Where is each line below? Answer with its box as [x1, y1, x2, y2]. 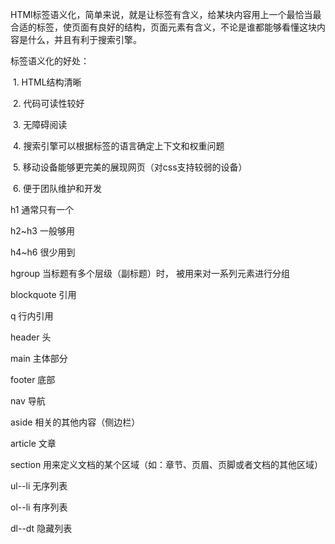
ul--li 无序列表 [10, 480, 68, 492]
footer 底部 [10, 374, 56, 385]
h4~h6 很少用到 [10, 246, 76, 258]
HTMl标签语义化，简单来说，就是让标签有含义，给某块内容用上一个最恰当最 [10, 9, 322, 20]
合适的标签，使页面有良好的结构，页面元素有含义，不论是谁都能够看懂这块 [10, 21, 317, 33]
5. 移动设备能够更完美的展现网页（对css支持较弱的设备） [12, 161, 248, 173]
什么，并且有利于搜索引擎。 [27, 34, 142, 45]
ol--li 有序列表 [10, 501, 68, 513]
